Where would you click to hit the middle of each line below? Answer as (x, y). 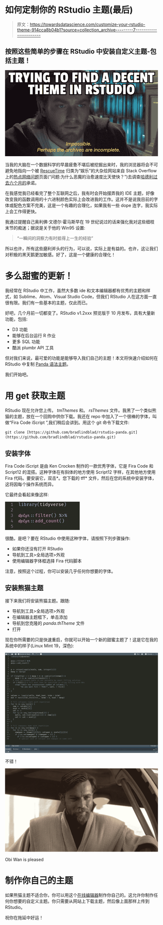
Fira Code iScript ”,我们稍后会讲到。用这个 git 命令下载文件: (70, 423)
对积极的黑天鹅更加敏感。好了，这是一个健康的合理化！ (60, 255)
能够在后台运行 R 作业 (34, 336)
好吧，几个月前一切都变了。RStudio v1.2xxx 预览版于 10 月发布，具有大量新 (80, 313)
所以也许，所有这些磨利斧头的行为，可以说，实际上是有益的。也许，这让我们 (81, 249)
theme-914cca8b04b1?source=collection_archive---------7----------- (87, 30)
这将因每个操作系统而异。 (31, 484)
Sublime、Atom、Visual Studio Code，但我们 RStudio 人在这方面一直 (88, 297)
